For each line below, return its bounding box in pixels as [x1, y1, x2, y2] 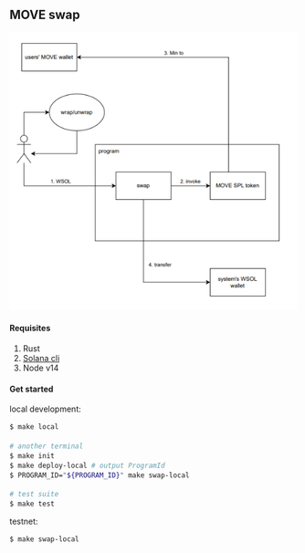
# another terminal [9, 442, 84, 451]
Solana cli [22, 353, 60, 364]
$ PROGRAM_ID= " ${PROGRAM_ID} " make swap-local [9, 470, 190, 480]
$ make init [9, 451, 55, 460]
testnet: [9, 516, 38, 527]
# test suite [9, 490, 59, 499]
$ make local [9, 423, 59, 432]
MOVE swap [9, 7, 80, 23]
